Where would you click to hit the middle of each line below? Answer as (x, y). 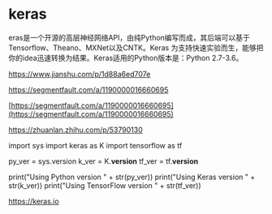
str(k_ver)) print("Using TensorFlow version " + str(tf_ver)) (105, 185)
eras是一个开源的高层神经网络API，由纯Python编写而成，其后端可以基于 (129, 37)
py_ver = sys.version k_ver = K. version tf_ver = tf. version (104, 161)
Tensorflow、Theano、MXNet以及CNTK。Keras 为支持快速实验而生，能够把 (136, 47)
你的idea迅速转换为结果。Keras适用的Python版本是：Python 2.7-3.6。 (126, 58)
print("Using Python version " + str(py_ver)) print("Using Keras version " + (132, 177)
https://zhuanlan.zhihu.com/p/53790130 (76, 130)
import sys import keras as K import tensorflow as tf (95, 145)
